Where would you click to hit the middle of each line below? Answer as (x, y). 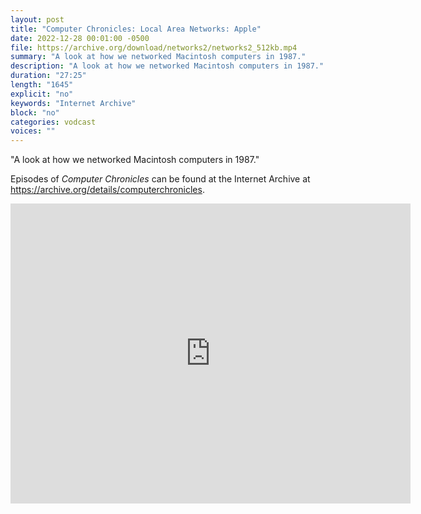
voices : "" (33, 131)
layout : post (37, 19)
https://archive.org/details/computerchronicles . (107, 190)
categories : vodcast (53, 122)
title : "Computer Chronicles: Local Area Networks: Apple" (136, 29)
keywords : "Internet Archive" (73, 103)
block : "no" (35, 112)
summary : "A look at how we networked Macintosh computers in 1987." (158, 57)
